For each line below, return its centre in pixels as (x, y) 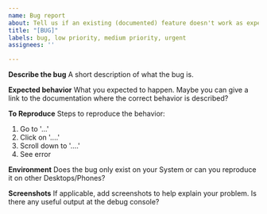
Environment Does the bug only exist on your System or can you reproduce (132, 170)
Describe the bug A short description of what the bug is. (101, 75)
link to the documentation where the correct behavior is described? (118, 98)
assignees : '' (32, 45)
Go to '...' (34, 129)
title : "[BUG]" (33, 30)
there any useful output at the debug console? (84, 202)
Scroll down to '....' (50, 146)
